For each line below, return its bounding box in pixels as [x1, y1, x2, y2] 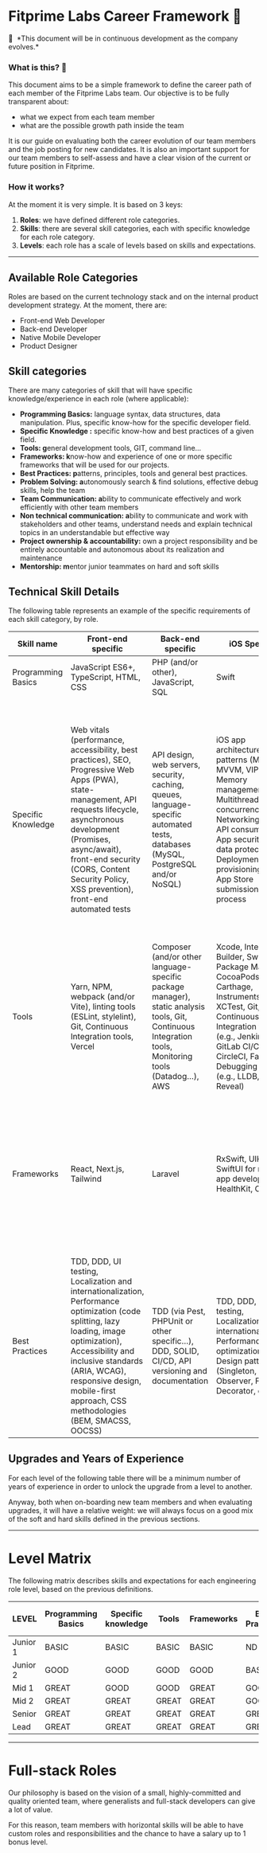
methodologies [70, 1405, 127, 1416]
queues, [152, 788, 183, 799]
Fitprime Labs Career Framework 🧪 [8, 7, 242, 25]
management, [70, 794, 122, 805]
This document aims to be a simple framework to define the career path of [8, 80, 252, 90]
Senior [12, 1708, 37, 1719]
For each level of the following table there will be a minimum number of [8, 1473, 241, 1483]
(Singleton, [215, 1365, 257, 1376]
